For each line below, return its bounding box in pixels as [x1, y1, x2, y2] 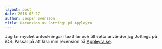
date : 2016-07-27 [5, 12, 40, 16]
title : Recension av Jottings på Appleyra [5, 20, 92, 25]
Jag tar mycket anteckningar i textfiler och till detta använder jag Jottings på [5, 34, 158, 39]
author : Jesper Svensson [5, 16, 55, 21]
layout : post [5, 7, 32, 12]
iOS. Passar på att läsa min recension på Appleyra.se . [5, 39, 112, 45]
